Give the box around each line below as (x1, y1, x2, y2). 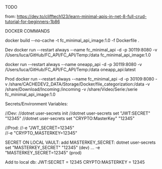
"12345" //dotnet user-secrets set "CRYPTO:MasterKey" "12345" (5, 116, 135, 121)
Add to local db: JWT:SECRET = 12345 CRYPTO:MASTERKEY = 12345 (5, 159, 145, 165)
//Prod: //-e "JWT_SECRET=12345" (5, 125, 74, 131)
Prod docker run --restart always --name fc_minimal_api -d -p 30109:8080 (5, 76, 154, 82)
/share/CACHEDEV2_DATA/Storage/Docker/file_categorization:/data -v (8, 81, 150, 87)
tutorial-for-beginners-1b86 (5, 19, 60, 24)
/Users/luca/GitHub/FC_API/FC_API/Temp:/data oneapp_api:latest (5, 67, 136, 72)
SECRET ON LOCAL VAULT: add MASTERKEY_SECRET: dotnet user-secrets (5, 139, 156, 145)
